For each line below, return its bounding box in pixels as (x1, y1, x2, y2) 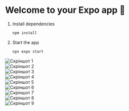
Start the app (12, 39, 40, 45)
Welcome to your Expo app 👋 (5, 4, 126, 16)
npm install (12, 30, 37, 35)
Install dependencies (12, 21, 55, 27)
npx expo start (12, 49, 44, 54)
